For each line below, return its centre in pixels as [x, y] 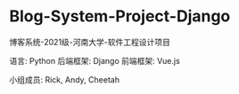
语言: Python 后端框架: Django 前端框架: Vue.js [95, 60]
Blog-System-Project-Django [120, 16]
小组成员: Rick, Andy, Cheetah [65, 79]
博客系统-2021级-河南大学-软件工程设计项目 [90, 42]
